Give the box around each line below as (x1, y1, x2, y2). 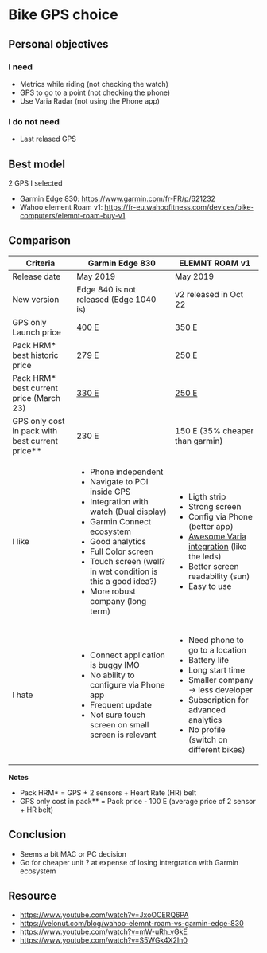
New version (12, 293, 60, 304)
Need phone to (188, 634, 245, 645)
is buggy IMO (90, 659, 141, 670)
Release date (12, 271, 61, 282)
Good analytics (90, 535, 147, 547)
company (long (90, 595, 147, 606)
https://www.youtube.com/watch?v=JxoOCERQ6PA (19, 910, 189, 920)
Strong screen (188, 500, 242, 512)
